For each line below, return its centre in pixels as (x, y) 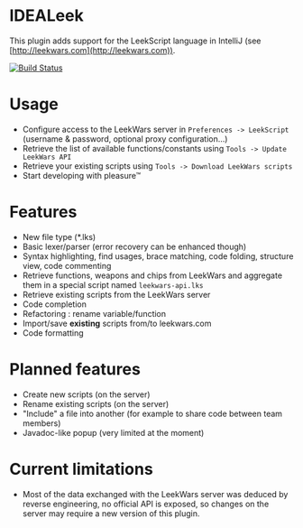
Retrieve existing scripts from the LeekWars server (116, 294)
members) (41, 423)
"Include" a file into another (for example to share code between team (152, 413)
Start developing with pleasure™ (82, 175)
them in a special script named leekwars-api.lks (113, 284)
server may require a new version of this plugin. (111, 513)
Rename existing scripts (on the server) (96, 403)
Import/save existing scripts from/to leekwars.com (117, 323)
